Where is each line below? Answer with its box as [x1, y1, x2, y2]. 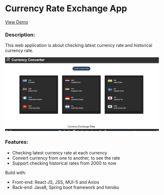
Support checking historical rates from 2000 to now [12, 160, 117, 166]
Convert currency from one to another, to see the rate [12, 155, 121, 161]
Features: [5, 139, 28, 146]
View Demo [5, 19, 28, 25]
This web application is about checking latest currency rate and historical [5, 43, 152, 48]
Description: [5, 31, 35, 38]
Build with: [5, 170, 26, 175]
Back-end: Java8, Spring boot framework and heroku [12, 184, 120, 190]
